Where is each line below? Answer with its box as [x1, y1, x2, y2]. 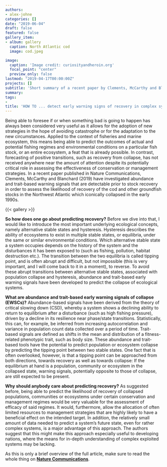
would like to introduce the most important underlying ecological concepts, [5, 222, 159, 228]
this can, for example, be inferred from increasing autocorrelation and [5, 321, 148, 327]
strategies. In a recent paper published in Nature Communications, [5, 170, 142, 176]
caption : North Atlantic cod [9, 44, 70, 49]
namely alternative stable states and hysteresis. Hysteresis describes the [5, 227, 155, 233]
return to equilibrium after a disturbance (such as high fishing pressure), [5, 310, 153, 316]
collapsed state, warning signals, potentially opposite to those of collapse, [5, 368, 157, 374]
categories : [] [5, 16, 37, 21]
